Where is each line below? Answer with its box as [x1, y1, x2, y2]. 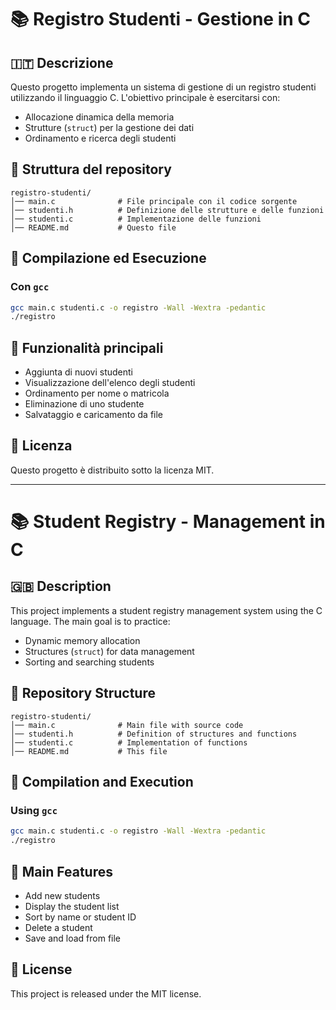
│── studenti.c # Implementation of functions [10, 737, 248, 748]
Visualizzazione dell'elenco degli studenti [24, 377, 196, 389]
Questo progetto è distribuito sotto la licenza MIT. [10, 464, 215, 476]
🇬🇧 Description [10, 578, 112, 595]
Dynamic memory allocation [24, 634, 141, 646]
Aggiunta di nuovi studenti [24, 366, 134, 378]
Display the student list [24, 900, 120, 912]
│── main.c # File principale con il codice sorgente [10, 196, 298, 206]
